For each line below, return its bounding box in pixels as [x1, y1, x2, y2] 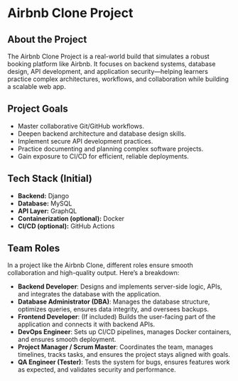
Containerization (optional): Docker [17, 214, 125, 222]
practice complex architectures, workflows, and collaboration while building [7, 75, 229, 83]
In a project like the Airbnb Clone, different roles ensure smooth [7, 261, 193, 269]
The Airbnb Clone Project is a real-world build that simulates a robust [7, 52, 210, 60]
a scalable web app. [7, 82, 66, 90]
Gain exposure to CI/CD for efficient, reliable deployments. [17, 151, 190, 161]
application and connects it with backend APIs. [17, 320, 155, 328]
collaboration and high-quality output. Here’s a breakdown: [7, 269, 180, 277]
